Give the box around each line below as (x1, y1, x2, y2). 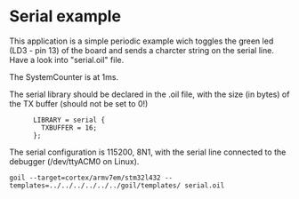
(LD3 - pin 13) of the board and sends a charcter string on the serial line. (9, 44, 274, 55)
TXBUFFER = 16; (41, 123, 98, 132)
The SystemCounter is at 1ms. (9, 71, 118, 82)
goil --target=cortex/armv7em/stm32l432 (9, 173, 162, 182)
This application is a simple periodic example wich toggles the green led (9, 36, 274, 46)
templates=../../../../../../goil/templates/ (9, 180, 181, 190)
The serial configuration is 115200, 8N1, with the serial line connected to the (9, 147, 287, 157)
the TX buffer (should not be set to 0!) (9, 98, 149, 108)
